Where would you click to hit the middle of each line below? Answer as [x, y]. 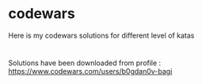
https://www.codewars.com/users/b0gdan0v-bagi [90, 71]
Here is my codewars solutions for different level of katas [101, 35]
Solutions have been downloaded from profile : [85, 63]
